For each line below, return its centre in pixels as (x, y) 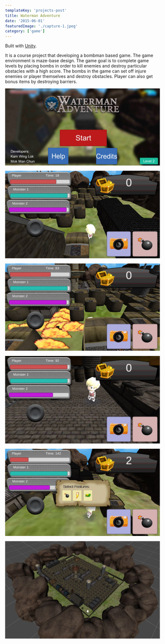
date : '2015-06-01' (25, 21)
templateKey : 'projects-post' (36, 10)
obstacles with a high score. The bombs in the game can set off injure (76, 71)
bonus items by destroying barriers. (41, 82)
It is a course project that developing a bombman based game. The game (79, 55)
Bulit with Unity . (21, 46)
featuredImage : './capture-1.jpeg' (41, 26)
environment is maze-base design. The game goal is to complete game (77, 61)
